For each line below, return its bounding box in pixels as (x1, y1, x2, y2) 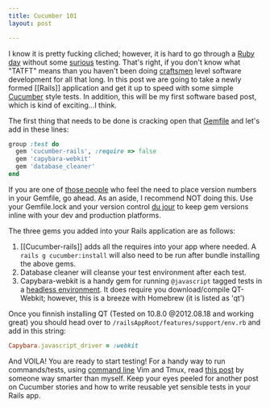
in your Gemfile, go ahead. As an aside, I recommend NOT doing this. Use (8, 193, 254, 203)
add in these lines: (8, 124, 69, 134)
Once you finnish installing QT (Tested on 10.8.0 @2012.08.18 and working (8, 309, 254, 318)
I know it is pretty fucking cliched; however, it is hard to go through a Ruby (8, 48, 255, 58)
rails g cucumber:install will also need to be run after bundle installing (19, 250, 260, 259)
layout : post (8, 19, 52, 27)
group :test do (8, 140, 60, 148)
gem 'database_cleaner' (15, 162, 95, 170)
